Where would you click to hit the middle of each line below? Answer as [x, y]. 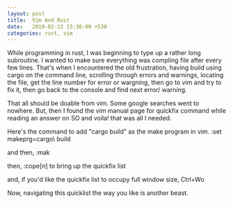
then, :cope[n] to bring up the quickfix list [67, 166]
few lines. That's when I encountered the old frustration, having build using [115, 68]
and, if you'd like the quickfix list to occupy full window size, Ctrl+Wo [106, 180]
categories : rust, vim [40, 33]
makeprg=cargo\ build [39, 139]
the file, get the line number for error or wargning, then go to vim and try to [114, 83]
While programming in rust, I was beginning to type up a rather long [104, 53]
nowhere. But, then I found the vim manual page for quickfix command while [116, 111]
